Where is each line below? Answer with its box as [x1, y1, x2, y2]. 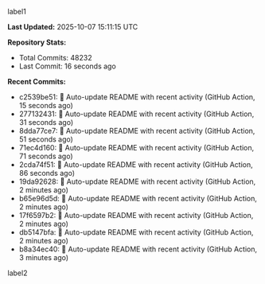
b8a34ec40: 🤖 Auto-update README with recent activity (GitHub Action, [18, 244, 258, 254]
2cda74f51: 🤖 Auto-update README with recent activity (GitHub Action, [18, 160, 254, 169]
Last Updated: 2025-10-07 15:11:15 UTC [7, 22, 138, 31]
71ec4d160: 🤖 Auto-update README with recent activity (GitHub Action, [18, 143, 255, 152]
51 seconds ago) [18, 134, 73, 144]
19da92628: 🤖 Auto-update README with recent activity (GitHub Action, [18, 177, 256, 186]
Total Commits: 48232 [18, 53, 92, 62]
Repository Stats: [7, 37, 67, 47]
